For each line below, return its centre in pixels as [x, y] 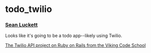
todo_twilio [29, 9]
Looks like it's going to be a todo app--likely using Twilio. [64, 35]
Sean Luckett [21, 25]
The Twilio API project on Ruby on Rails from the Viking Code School [75, 45]
